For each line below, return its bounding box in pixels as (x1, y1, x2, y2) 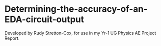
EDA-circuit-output (4, 14, 84, 25)
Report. (4, 35, 20, 41)
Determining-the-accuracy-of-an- (4, 3, 148, 15)
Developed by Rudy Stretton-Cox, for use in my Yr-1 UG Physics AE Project (4, 30, 157, 36)
